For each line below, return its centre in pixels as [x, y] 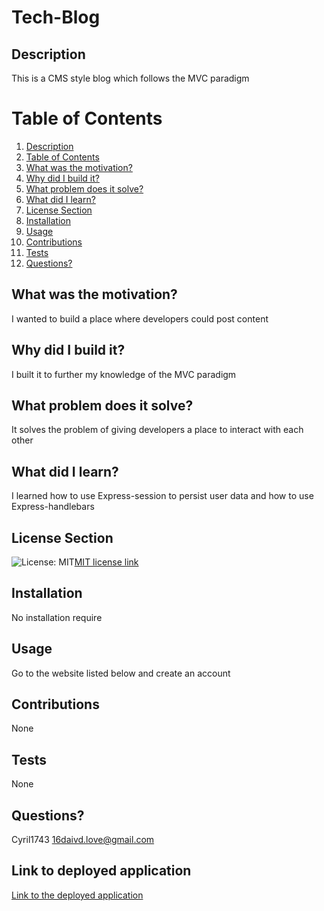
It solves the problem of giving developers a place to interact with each [157, 430]
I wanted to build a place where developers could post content [140, 318]
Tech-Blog [56, 17]
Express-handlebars [53, 507]
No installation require [57, 617]
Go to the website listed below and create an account [121, 673]
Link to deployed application [101, 871]
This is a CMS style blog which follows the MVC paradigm [130, 78]
